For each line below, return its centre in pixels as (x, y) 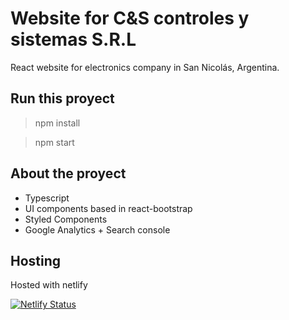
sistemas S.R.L (73, 39)
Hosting (36, 260)
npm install (57, 123)
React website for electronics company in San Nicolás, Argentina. (145, 67)
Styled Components (66, 219)
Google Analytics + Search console (97, 229)
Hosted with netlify (49, 285)
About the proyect (68, 173)
